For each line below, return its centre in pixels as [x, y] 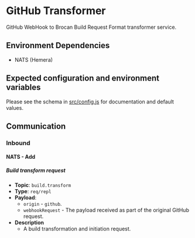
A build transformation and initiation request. [77, 229]
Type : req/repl [33, 192]
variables [23, 87]
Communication [36, 126]
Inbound [18, 143]
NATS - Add [21, 157]
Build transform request [36, 170]
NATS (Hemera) [34, 59]
